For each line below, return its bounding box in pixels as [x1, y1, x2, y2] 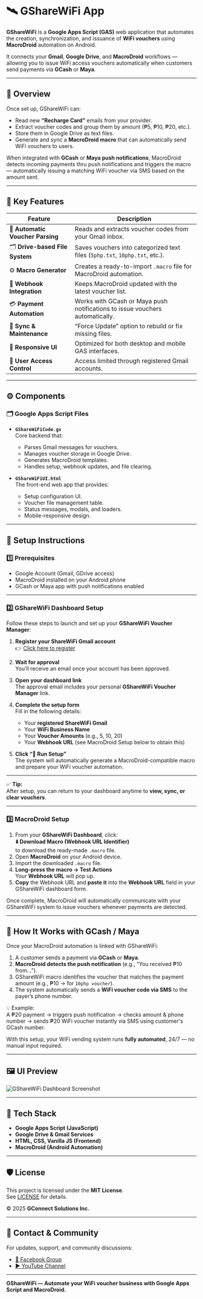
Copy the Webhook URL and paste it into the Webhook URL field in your [14, 878, 196, 886]
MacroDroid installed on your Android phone [14, 576, 126, 583]
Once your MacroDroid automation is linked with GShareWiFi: [6, 942, 158, 950]
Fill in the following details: [14, 708, 82, 715]
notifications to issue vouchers [74, 304, 162, 313]
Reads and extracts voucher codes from [74, 224, 189, 233]
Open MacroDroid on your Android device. [14, 853, 122, 860]
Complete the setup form [14, 701, 80, 708]
